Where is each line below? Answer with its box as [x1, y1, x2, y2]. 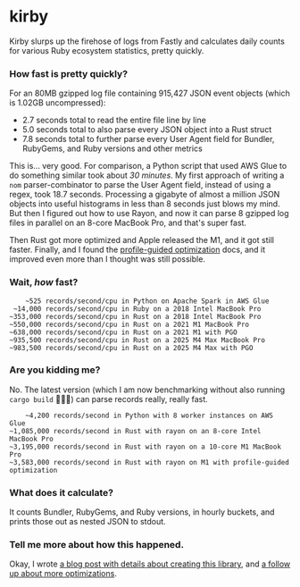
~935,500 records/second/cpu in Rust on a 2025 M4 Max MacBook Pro [9, 335, 266, 345]
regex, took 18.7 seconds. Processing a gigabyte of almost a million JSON [9, 189, 280, 200]
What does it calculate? [9, 486, 114, 499]
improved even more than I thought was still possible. [9, 254, 205, 264]
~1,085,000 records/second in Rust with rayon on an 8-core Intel [9, 426, 262, 435]
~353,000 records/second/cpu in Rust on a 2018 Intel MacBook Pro [9, 312, 262, 321]
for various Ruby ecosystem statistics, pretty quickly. [9, 45, 204, 55]
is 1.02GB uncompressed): [9, 97, 106, 108]
